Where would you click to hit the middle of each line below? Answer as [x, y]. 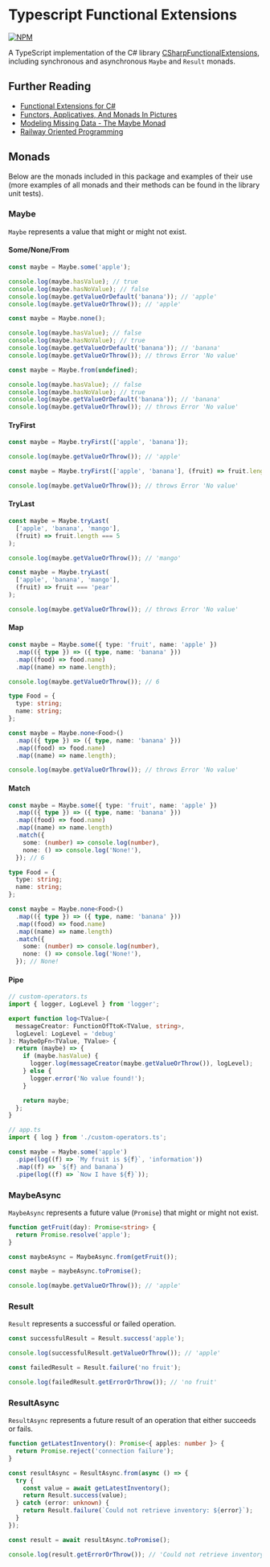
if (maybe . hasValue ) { [61, 1056]
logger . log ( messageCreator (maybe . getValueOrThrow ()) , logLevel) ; [141, 1063]
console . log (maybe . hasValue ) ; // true [73, 282]
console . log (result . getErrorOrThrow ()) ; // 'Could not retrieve [118, 1554]
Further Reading [50, 86]
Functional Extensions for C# [68, 105]
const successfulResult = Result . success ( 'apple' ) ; [96, 1339]
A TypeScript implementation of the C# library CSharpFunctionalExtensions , [134, 52]
